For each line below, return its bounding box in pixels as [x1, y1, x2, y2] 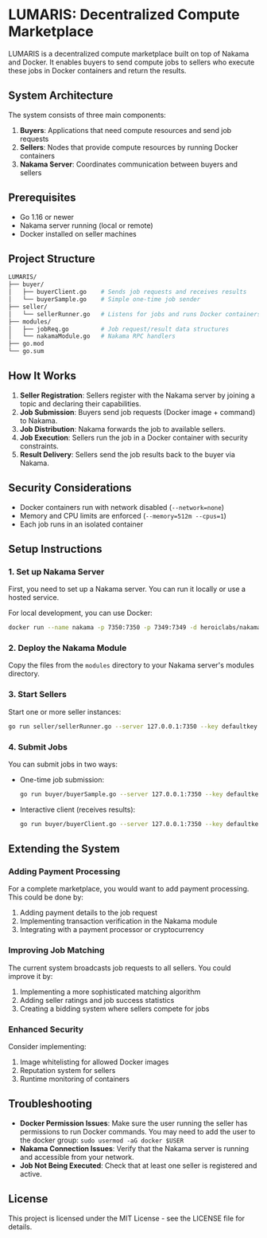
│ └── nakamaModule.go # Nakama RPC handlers [8, 332, 176, 340]
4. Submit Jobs [8, 741, 68, 752]
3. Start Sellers [8, 689, 68, 700]
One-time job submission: [19, 774, 105, 784]
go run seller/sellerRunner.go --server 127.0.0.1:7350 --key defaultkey [8, 723, 258, 731]
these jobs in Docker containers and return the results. [8, 65, 187, 75]
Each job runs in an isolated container [19, 519, 144, 529]
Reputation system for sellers [19, 1065, 116, 1075]
